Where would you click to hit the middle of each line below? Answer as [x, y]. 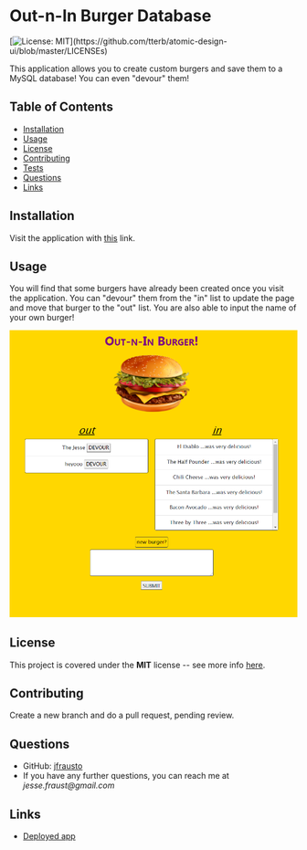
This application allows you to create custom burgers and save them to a [146, 68]
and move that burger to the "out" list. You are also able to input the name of [153, 308]
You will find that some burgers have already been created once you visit [147, 289]
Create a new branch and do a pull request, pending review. [122, 715]
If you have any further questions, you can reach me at [126, 776]
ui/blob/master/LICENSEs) [58, 50]
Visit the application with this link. [72, 237]
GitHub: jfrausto [53, 766]
